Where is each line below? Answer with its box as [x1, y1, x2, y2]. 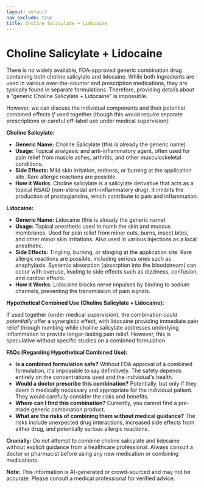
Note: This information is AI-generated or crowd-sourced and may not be [6, 469, 191, 476]
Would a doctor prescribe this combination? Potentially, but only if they [15, 380, 197, 387]
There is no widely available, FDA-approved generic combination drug [6, 66, 182, 74]
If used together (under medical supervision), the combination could [6, 311, 178, 319]
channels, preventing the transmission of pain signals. [15, 288, 151, 295]
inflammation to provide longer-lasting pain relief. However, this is [6, 330, 171, 338]
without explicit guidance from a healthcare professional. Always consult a [6, 444, 194, 451]
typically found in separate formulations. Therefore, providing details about [6, 86, 195, 93]
